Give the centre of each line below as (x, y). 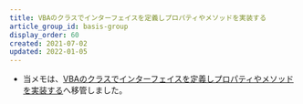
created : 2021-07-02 (49, 43)
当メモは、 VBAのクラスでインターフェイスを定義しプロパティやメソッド (158, 79)
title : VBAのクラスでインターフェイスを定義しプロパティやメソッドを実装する (138, 18)
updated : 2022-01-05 (49, 52)
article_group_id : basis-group (69, 26)
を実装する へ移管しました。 (75, 90)
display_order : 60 (44, 35)
